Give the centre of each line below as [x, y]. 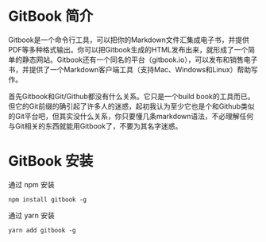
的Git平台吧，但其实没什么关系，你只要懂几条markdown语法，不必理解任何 [131, 116]
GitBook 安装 [51, 161]
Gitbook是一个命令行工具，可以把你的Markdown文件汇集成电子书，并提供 [129, 40]
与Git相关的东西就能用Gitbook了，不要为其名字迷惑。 [95, 126]
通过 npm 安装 [31, 184]
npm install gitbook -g [48, 199]
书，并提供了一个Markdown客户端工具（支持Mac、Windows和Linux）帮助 [130, 69]
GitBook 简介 [51, 16]
